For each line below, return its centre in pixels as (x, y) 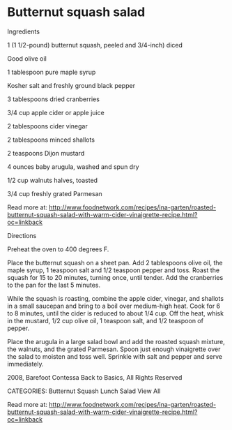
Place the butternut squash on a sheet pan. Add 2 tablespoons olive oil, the (115, 262)
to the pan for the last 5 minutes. (54, 285)
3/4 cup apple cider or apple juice (56, 112)
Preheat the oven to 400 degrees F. (58, 249)
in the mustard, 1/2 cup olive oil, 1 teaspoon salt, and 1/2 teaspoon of (106, 320)
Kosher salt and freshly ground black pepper (71, 85)
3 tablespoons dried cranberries (53, 99)
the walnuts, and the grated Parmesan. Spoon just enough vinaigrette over (114, 349)
